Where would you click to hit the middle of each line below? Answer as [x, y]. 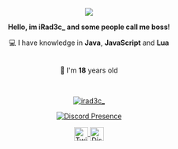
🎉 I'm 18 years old [89, 70]
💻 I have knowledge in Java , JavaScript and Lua [89, 43]
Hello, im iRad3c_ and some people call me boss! [89, 27]
